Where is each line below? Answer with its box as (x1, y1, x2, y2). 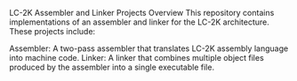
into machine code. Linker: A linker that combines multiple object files (9, 53, 264, 63)
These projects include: (9, 26, 96, 36)
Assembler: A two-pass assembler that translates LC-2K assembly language (9, 43, 289, 54)
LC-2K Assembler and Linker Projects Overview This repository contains (9, 8, 275, 18)
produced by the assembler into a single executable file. (9, 62, 215, 72)
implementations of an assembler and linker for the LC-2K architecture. (9, 17, 269, 27)
